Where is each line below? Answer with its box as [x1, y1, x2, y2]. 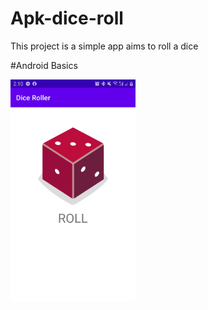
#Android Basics [10, 59, 78, 71]
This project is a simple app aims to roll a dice [10, 40, 199, 52]
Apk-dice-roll [10, 7, 124, 30]
